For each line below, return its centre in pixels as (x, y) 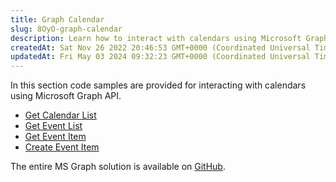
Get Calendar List (60, 115)
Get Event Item (55, 137)
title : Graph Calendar (57, 19)
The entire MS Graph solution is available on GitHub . (118, 167)
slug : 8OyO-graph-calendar (66, 29)
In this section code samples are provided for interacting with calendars (158, 85)
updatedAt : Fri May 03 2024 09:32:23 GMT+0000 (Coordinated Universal (160, 57)
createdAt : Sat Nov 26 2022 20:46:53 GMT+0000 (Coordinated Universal (160, 47)
